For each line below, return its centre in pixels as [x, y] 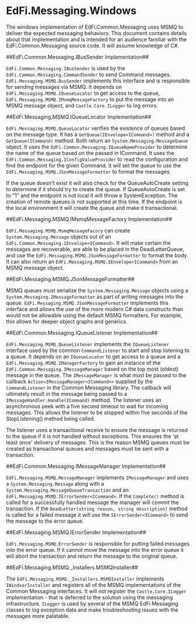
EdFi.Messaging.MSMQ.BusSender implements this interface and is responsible [98, 81]
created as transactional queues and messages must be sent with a [87, 448]
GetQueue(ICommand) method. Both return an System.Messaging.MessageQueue [97, 140]
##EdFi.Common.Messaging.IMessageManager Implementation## [86, 466]
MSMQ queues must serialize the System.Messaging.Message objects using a [97, 290]
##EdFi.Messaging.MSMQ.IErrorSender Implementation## [76, 532]
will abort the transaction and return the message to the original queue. [92, 556]
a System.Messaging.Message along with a [55, 484]
